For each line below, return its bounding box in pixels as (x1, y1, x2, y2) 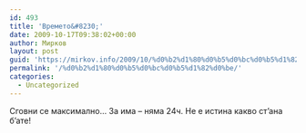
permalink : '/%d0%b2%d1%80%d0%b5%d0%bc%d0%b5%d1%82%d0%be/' (9, 64, 243, 73)
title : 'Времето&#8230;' (9, 22, 104, 31)
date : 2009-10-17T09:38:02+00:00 (9, 30, 137, 39)
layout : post (9, 47, 59, 56)
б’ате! (9, 115, 32, 126)
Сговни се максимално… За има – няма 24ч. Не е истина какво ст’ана (9, 105, 283, 116)
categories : (9, 72, 55, 81)
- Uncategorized (17, 81, 79, 90)
